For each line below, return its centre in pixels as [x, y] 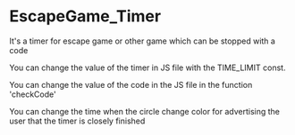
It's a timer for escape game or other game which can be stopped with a [142, 41]
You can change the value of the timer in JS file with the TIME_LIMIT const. [147, 67]
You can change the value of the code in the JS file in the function [131, 84]
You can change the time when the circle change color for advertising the [144, 111]
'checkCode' [33, 94]
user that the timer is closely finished [77, 121]
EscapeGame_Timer [85, 16]
